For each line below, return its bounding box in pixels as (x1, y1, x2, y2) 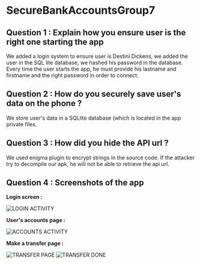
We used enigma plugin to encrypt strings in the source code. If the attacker (6, 154, 195, 161)
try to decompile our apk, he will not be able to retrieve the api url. (6, 160, 170, 168)
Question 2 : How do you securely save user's (6, 89, 181, 99)
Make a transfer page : (6, 240, 64, 247)
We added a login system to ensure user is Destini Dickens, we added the (6, 53, 188, 60)
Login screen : (6, 193, 43, 201)
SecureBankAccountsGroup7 (6, 4, 156, 17)
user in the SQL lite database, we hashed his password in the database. (6, 59, 183, 66)
